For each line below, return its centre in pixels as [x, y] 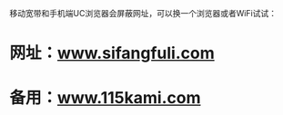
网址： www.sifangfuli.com [112, 53]
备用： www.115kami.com [105, 98]
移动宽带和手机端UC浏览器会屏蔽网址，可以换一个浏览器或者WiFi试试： [143, 13]
